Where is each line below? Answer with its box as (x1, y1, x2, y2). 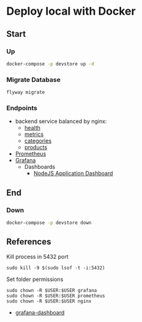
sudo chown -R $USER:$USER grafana (6, 287, 97, 293)
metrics (24, 130, 44, 138)
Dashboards (24, 163, 56, 171)
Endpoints (6, 103, 38, 112)
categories (24, 137, 52, 144)
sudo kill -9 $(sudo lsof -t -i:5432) (6, 264, 105, 271)
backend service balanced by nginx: (15, 118, 107, 125)
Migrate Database (6, 75, 61, 84)
